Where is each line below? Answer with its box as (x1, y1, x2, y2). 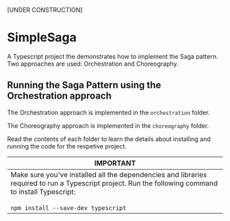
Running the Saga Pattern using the (7, 79, 162, 91)
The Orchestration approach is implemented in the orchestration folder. (7, 108, 210, 116)
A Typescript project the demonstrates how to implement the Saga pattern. (7, 52, 218, 60)
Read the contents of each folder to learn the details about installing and (7, 135, 211, 143)
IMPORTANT (94, 158, 136, 168)
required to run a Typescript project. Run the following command (10, 178, 218, 187)
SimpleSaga (7, 30, 77, 45)
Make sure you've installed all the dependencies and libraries (10, 170, 207, 179)
